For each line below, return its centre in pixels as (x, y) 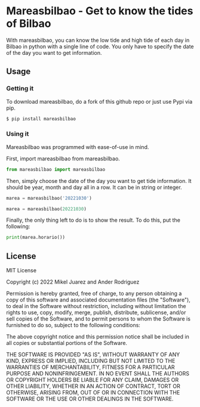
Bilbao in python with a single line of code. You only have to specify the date (100, 46)
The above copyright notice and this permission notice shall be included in (98, 337)
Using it (18, 134)
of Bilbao (29, 24)
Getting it (20, 89)
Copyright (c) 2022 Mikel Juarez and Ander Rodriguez (73, 282)
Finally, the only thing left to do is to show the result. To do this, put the (93, 220)
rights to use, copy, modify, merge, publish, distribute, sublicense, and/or (96, 313)
